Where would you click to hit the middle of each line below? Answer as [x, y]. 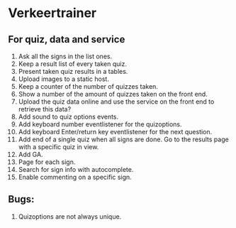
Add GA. [30, 154]
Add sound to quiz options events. [68, 116]
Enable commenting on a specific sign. [75, 177]
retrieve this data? [45, 109]
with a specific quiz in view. [58, 147]
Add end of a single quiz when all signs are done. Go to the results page [123, 139]
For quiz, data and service [67, 39]
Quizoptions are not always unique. [70, 216]
